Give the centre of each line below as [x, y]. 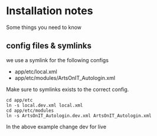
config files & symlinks [49, 46]
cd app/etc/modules [30, 111]
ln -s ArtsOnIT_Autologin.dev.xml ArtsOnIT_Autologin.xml [79, 116]
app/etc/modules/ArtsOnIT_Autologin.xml [65, 77]
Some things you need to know [44, 27]
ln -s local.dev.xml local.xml [45, 105]
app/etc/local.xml [36, 72]
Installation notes [50, 11]
